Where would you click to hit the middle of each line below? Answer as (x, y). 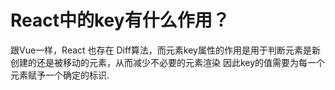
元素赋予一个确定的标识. (60, 75)
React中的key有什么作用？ (120, 20)
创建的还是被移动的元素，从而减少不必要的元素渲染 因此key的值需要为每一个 (168, 62)
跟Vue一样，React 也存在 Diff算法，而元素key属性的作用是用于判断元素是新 (165, 50)
